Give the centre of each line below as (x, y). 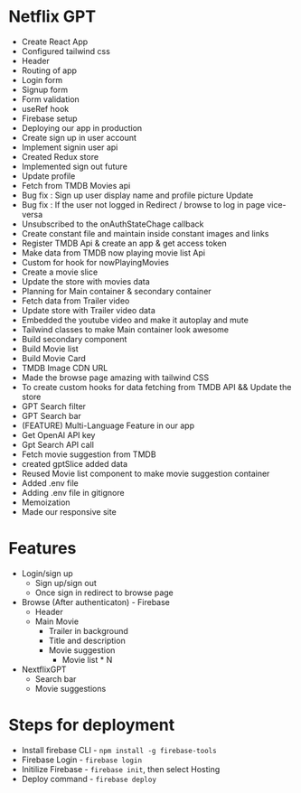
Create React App (55, 42)
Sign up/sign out (66, 583)
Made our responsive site (69, 511)
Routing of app (49, 70)
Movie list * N (87, 659)
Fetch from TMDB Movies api (76, 185)
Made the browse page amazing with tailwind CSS (115, 378)
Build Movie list (50, 349)
